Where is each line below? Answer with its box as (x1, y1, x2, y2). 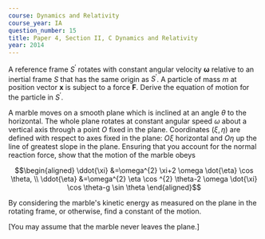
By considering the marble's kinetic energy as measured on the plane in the (8, 198, 257, 208)
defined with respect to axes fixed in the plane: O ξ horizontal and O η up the (8, 133, 257, 143)
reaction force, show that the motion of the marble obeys (8, 151, 196, 160)
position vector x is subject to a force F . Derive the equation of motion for (8, 83, 250, 92)
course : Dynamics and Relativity (8, 11, 120, 20)
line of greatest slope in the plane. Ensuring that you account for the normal (8, 142, 257, 151)
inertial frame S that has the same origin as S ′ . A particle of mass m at (8, 72, 237, 84)
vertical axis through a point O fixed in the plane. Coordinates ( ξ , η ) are (8, 125, 241, 135)
